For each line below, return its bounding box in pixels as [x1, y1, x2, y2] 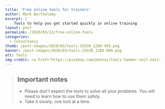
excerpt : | [5, 16, 27, 21]
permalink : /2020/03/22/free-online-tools [5, 30, 93, 35]
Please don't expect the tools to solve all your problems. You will [24, 88, 155, 94]
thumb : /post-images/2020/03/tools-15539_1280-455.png [5, 44, 120, 48]
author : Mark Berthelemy [5, 12, 56, 17]
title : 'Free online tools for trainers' [5, 7, 91, 12]
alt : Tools [5, 52, 27, 58]
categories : [5, 35, 29, 40]
